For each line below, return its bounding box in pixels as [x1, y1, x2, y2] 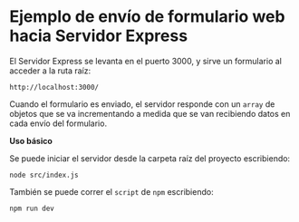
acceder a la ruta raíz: [9, 65, 92, 76]
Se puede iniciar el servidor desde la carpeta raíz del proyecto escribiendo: [9, 152, 291, 164]
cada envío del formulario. [9, 118, 107, 129]
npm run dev [9, 204, 54, 213]
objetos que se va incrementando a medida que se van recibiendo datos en [9, 108, 291, 119]
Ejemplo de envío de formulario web [9, 6, 285, 27]
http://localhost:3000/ [9, 82, 100, 92]
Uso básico [9, 135, 53, 146]
